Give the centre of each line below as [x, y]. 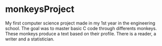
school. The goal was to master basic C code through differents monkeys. [81, 28]
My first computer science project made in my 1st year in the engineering [80, 23]
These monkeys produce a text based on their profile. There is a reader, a [81, 33]
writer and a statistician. [30, 39]
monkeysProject [40, 9]
